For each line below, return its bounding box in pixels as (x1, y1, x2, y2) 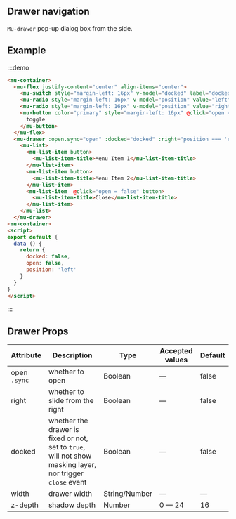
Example (7, 45, 46, 57)
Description (52, 350, 93, 360)
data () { (13, 240, 42, 247)
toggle (25, 116, 46, 123)
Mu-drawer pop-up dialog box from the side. (7, 24, 133, 32)
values (164, 355, 188, 364)
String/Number (103, 489, 153, 499)
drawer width (48, 489, 93, 499)
